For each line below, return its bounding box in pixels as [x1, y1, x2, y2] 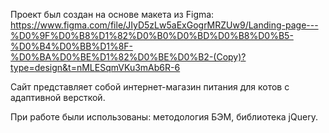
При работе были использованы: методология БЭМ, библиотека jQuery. [10, 111, 318, 123]
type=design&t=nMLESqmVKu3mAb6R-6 [10, 62, 181, 73]
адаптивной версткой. [10, 92, 106, 103]
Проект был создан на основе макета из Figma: [10, 9, 215, 20]
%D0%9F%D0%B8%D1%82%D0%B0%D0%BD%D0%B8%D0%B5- [10, 30, 294, 41]
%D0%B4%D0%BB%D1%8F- [10, 40, 134, 52]
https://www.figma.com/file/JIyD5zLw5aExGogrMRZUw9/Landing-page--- [10, 19, 319, 31]
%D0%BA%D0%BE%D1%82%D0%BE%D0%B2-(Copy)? [10, 51, 247, 63]
